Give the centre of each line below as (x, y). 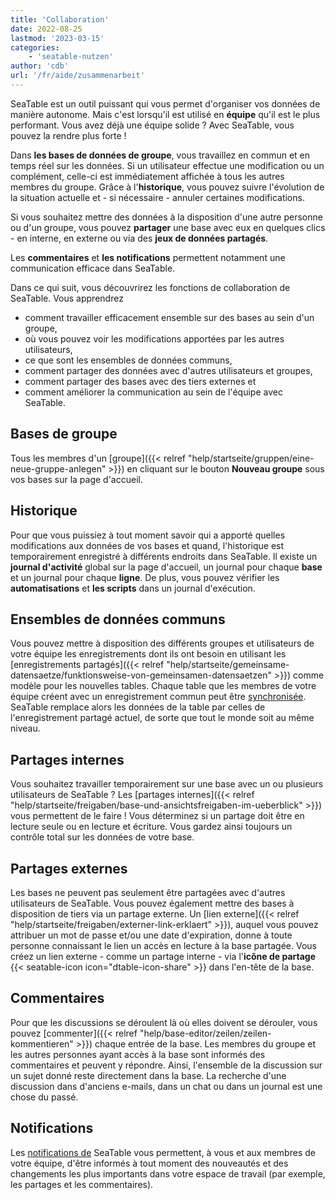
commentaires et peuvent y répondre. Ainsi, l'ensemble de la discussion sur (166, 1065)
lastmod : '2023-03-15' (57, 38)
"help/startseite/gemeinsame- (228, 665)
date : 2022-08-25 (46, 29)
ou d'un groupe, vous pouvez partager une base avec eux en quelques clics (168, 227)
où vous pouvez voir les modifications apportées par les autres (154, 338)
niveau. (25, 728)
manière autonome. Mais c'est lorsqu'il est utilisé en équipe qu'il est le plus (165, 114)
